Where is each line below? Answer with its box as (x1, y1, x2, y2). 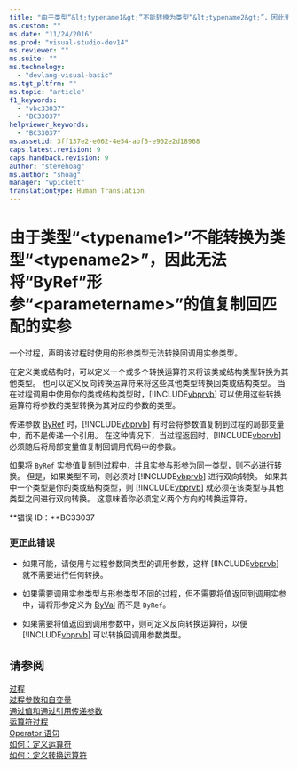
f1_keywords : (9, 95, 58, 105)
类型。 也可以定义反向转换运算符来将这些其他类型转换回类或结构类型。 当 (16, 377, 286, 388)
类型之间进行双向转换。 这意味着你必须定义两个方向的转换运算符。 (9, 493, 253, 503)
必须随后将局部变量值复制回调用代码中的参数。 (9, 441, 180, 452)
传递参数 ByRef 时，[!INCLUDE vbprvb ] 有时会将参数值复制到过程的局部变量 (9, 419, 285, 429)
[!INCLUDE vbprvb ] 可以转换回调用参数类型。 (21, 629, 186, 640)
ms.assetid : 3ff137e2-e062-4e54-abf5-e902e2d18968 (9, 137, 200, 146)
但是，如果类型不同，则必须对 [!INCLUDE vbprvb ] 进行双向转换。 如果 (26, 470, 281, 481)
